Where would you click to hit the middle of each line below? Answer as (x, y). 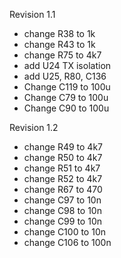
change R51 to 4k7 (62, 168)
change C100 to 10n (64, 232)
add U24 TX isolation (67, 65)
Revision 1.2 (34, 127)
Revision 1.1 (32, 14)
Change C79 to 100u (66, 97)
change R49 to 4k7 (63, 147)
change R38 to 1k (59, 33)
